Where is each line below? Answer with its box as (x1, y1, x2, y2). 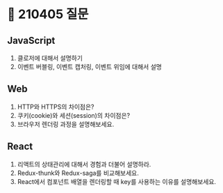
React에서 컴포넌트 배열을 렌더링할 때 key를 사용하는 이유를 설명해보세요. (17, 177, 217, 185)
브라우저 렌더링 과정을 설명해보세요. (17, 120, 115, 128)
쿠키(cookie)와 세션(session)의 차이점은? (17, 111, 131, 119)
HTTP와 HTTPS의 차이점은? (17, 102, 94, 111)
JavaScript (7, 34, 56, 46)
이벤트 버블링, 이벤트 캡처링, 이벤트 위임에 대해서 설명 (17, 63, 162, 70)
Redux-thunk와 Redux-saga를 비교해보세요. (17, 169, 139, 177)
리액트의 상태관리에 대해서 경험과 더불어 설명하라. (17, 160, 151, 168)
